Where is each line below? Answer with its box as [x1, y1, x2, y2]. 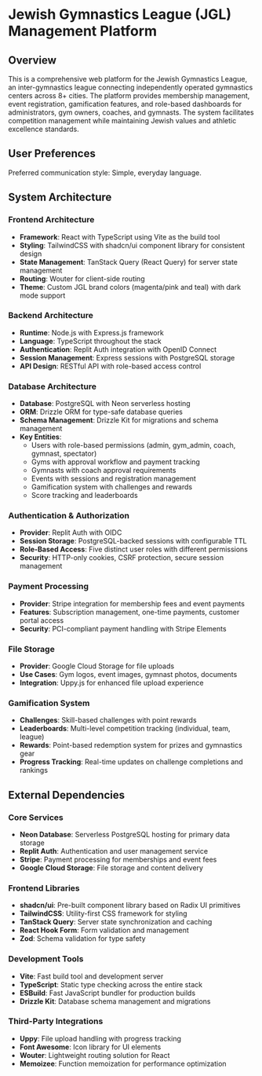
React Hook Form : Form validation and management [19, 925, 190, 935]
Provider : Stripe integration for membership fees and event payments [19, 598, 246, 608]
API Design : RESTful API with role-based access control [19, 361, 202, 371]
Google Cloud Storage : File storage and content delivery [19, 862, 204, 873]
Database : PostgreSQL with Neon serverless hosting [19, 399, 191, 408]
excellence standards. [8, 124, 80, 134]
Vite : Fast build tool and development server [19, 972, 164, 981]
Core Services [8, 811, 64, 822]
